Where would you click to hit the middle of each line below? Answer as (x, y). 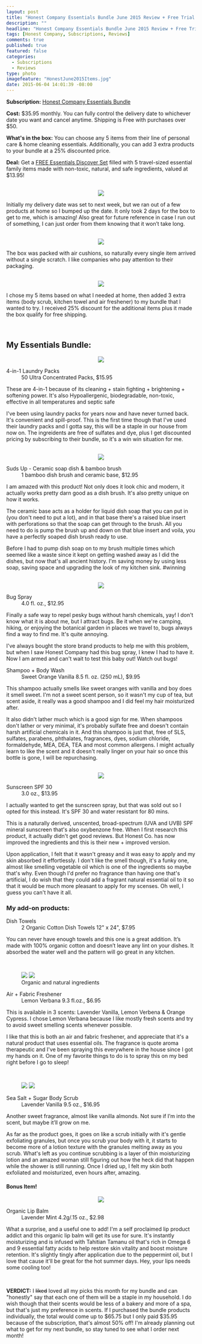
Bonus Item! (22, 1186)
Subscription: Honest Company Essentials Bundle (69, 102)
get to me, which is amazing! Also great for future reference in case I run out (101, 217)
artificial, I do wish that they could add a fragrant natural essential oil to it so (100, 880)
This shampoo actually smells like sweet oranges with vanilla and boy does (99, 688)
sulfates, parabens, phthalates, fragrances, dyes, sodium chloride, (88, 738)
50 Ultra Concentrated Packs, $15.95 (67, 377)
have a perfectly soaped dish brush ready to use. (67, 536)
